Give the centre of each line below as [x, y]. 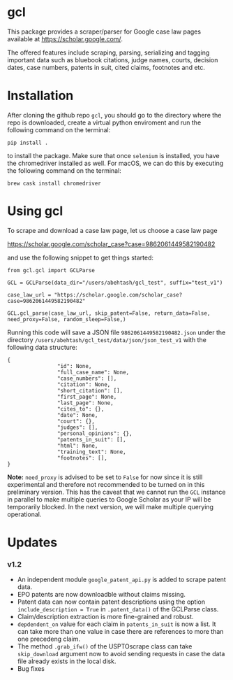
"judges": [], [77, 427]
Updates [32, 542]
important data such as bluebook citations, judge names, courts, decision [113, 59]
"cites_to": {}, [81, 409]
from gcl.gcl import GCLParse [51, 270]
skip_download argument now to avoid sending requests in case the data [121, 654]
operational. [24, 514]
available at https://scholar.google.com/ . [65, 38]
